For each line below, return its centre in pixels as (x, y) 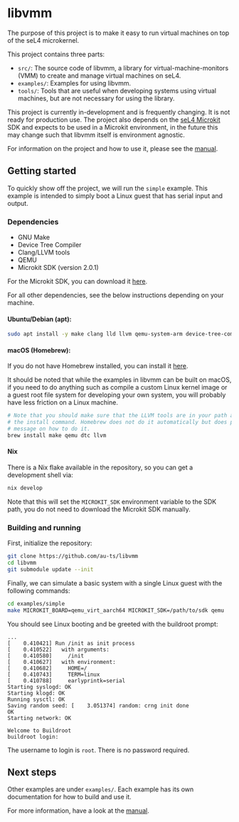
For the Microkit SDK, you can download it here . (78, 281)
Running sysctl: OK (36, 699)
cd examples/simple (36, 603)
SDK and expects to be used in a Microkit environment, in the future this (113, 127)
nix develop (25, 488)
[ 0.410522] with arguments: (59, 650)
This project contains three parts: (56, 54)
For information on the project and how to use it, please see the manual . (113, 148)
